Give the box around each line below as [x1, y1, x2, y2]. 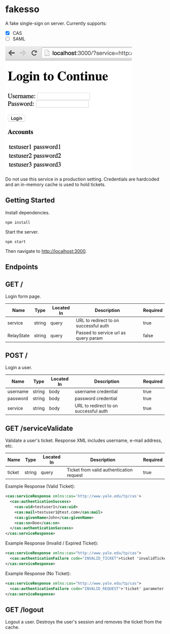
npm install [5, 220, 30, 225]
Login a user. [5, 365, 32, 371]
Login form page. [5, 293, 41, 299]
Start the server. [5, 229, 39, 235]
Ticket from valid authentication [66, 467, 133, 473]
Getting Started [5, 196, 55, 205]
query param [75, 335, 103, 341]
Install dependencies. [5, 209, 50, 215]
